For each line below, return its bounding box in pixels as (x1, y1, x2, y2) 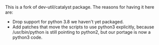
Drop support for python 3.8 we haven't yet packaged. (12, 19, 124, 24)
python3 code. (12, 34, 43, 40)
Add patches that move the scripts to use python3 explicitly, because (12, 24, 155, 30)
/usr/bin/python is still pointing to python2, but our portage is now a (12, 29, 151, 35)
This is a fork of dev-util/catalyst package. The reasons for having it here (5, 4, 155, 10)
